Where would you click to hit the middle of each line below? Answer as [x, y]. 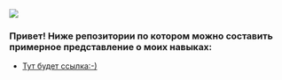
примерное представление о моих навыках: [111, 47]
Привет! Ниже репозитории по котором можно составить [141, 36]
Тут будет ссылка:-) [59, 66]
